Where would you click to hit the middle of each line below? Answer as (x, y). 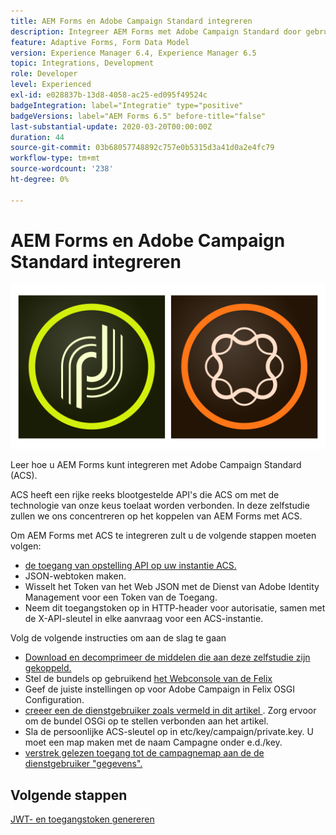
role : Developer (44, 74)
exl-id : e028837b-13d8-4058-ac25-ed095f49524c (109, 95)
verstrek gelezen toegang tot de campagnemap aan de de (144, 753)
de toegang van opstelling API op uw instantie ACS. (130, 566)
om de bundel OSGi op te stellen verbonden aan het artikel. (146, 721)
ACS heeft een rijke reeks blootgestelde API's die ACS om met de (145, 495)
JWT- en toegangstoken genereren (82, 819)
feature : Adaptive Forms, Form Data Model (100, 42)
